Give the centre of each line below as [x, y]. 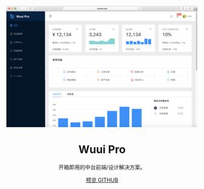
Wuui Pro [102, 150]
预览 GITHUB [102, 180]
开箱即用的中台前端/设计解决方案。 [102, 167]
